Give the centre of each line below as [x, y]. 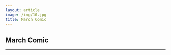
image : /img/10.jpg [26, 15]
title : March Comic [26, 19]
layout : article [22, 10]
